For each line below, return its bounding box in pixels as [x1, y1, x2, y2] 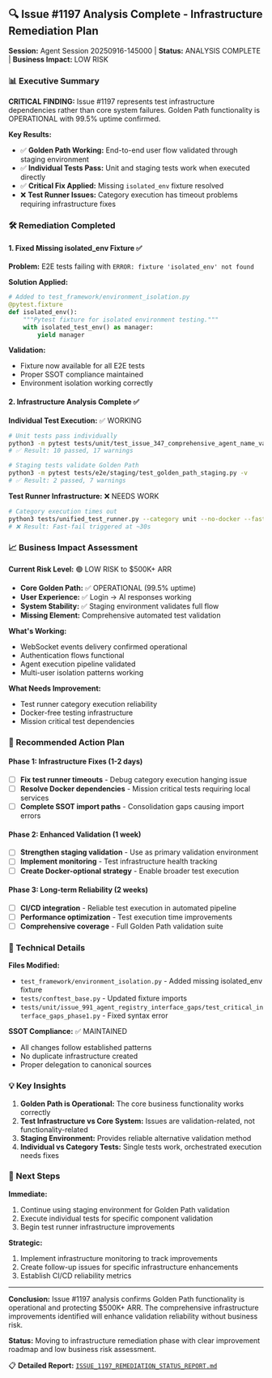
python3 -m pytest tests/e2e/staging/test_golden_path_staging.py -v [8, 469, 249, 477]
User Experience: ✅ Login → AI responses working [19, 592, 192, 601]
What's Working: [8, 626, 67, 635]
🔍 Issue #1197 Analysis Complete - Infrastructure [8, 7, 263, 21]
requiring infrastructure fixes [19, 199, 116, 209]
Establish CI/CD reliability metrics [19, 1270, 132, 1281]
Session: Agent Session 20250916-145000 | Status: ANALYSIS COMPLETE [8, 45, 261, 55]
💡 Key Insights [8, 1080, 66, 1092]
